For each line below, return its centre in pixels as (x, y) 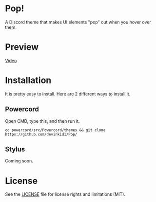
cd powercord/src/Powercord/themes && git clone (55, 130)
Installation (28, 80)
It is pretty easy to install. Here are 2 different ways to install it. (68, 94)
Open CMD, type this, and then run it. (42, 121)
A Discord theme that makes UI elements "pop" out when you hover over (78, 22)
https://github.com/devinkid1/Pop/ (41, 134)
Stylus (15, 149)
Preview (22, 47)
